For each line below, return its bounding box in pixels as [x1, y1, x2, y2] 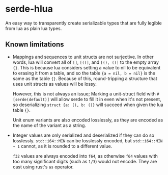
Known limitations [5, 40, 64, 49]
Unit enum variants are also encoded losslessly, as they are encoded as [12, 117, 163, 123]
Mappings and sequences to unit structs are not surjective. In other [12, 54, 154, 60]
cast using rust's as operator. [12, 164, 74, 170]
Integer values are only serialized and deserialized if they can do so [12, 132, 154, 138]
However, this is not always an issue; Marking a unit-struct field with [12, 90, 156, 97]
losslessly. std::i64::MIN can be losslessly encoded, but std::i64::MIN [12, 137, 163, 143]
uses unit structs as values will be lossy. [12, 81, 97, 87]
